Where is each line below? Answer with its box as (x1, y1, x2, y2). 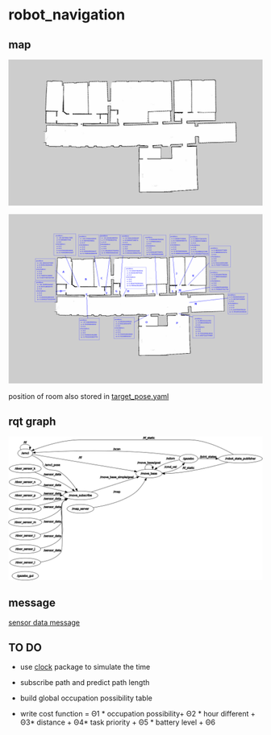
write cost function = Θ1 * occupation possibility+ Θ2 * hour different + (19, 709, 256, 719)
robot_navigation (8, 6, 126, 24)
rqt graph (8, 414, 56, 428)
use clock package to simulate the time (19, 662, 151, 672)
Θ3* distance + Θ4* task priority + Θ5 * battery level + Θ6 (19, 717, 216, 727)
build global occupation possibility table (19, 693, 153, 703)
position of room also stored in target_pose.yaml (8, 391, 169, 401)
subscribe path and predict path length (19, 678, 150, 687)
